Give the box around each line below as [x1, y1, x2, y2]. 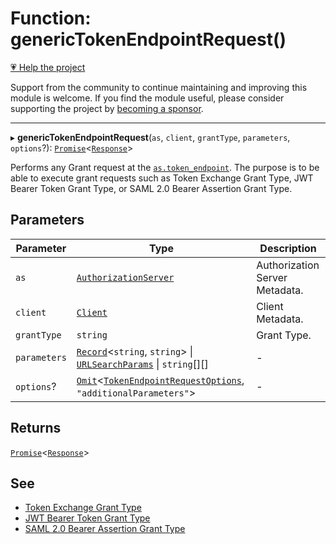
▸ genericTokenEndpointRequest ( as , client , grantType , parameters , [10, 131, 291, 143]
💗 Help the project [10, 61, 86, 73]
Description [259, 241, 317, 255]
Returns [10, 420, 62, 437]
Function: [10, 7, 92, 30]
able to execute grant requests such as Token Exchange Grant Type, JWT [10, 172, 314, 184]
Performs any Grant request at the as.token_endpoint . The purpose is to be [10, 161, 320, 173]
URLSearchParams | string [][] [76, 357, 209, 371]
